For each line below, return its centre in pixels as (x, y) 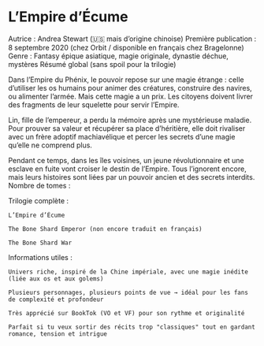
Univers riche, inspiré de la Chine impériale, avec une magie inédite (128, 272)
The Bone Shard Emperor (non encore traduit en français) (105, 229)
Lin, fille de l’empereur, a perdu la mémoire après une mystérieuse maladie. (130, 120)
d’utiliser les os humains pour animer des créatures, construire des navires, (130, 87)
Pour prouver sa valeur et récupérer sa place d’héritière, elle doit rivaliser (127, 128)
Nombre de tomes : (39, 185)
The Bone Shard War (40, 243)
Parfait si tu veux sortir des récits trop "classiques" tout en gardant (132, 327)
